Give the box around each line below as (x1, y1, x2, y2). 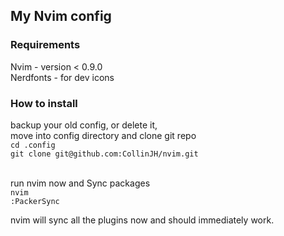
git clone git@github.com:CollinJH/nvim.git (10, 149, 199, 159)
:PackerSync (10, 196, 60, 206)
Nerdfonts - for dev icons (10, 71, 115, 83)
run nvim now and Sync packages (10, 177, 151, 189)
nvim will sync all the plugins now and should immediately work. (10, 214, 275, 226)
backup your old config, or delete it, (10, 119, 158, 131)
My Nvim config (10, 8, 112, 25)
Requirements (10, 38, 81, 52)
